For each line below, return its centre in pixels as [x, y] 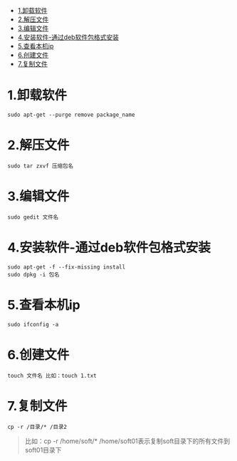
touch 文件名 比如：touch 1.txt [52, 375]
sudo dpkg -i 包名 [33, 274]
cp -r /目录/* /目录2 [37, 427]
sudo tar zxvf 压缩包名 [40, 166]
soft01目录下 [43, 450]
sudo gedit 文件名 [33, 217]
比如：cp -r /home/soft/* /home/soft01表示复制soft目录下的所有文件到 [127, 441]
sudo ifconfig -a [33, 324]
